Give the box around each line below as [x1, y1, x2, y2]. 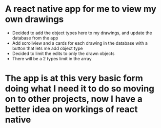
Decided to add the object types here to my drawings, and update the [12, 30, 152, 36]
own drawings [5, 14, 64, 25]
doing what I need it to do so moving [5, 83, 155, 94]
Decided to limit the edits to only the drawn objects [12, 50, 115, 56]
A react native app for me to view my [5, 3, 157, 15]
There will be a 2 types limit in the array [12, 55, 92, 61]
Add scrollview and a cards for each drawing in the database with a [12, 40, 148, 46]
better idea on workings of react [5, 104, 138, 115]
